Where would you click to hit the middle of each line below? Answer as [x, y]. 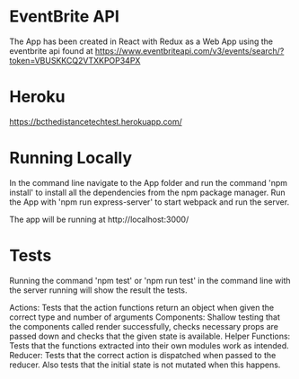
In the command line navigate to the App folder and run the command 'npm [149, 182]
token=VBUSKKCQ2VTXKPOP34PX [75, 60]
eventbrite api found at [51, 50]
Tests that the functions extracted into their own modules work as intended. [149, 345]
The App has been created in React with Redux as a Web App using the [141, 41]
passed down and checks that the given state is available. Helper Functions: [150, 336]
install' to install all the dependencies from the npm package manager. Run [147, 192]
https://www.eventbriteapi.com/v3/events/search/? [189, 50]
